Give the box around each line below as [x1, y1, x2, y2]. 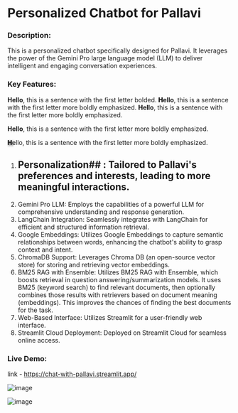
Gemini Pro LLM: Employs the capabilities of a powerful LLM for [17, 200, 205, 208]
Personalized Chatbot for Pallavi [7, 5, 201, 21]
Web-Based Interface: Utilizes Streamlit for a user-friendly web [17, 313, 202, 321]
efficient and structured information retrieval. [17, 222, 149, 231]
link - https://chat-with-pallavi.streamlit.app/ [7, 370, 137, 378]
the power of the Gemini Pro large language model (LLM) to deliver [7, 54, 203, 63]
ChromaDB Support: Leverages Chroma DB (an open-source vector [17, 252, 215, 261]
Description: [7, 31, 51, 41]
